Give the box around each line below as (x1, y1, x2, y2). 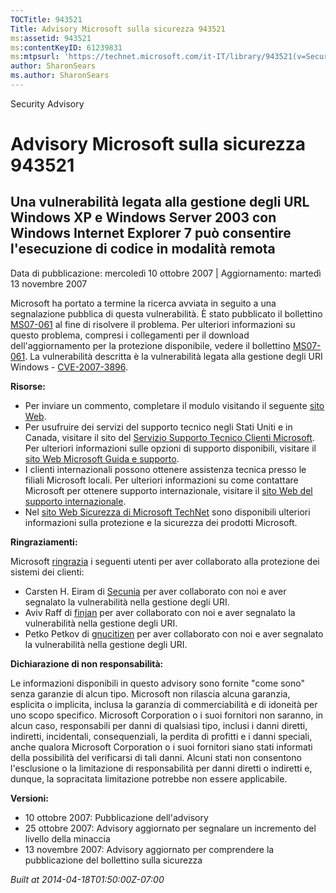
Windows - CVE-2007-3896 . (10, 361, 128, 373)
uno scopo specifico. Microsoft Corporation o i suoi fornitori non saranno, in (10, 709, 324, 721)
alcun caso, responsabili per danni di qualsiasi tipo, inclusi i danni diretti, (10, 719, 308, 731)
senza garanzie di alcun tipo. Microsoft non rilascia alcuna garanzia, (10, 687, 291, 700)
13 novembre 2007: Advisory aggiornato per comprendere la (24, 843, 275, 855)
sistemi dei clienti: (10, 566, 85, 578)
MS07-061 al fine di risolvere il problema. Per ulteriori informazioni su (10, 318, 296, 330)
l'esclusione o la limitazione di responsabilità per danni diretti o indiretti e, (10, 762, 313, 774)
